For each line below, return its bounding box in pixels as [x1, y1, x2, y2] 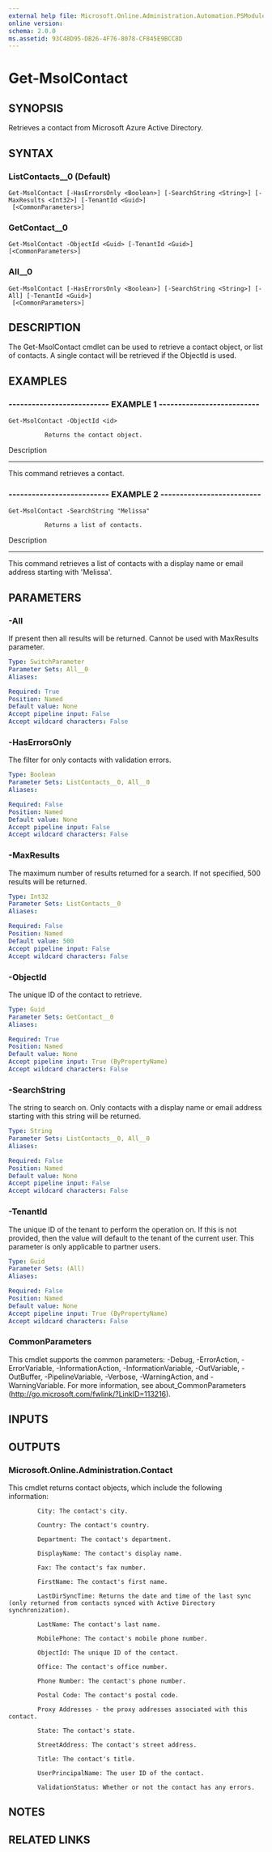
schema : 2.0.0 [8, 27, 57, 35]
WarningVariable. [8, 1380, 66, 1390]
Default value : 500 [8, 937, 74, 945]
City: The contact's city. [37, 1507, 129, 1515]
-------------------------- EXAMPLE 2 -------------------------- [8, 488, 261, 500]
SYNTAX [8, 147, 54, 160]
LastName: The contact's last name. [37, 1620, 161, 1628]
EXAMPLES [8, 374, 67, 388]
